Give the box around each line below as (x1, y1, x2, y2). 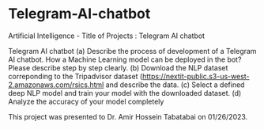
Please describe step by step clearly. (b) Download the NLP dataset (8, 63, 228, 72)
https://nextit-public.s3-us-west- (141, 71, 251, 81)
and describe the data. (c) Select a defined (105, 80, 245, 89)
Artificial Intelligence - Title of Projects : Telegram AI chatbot (8, 31, 206, 40)
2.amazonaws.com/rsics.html (8, 80, 104, 89)
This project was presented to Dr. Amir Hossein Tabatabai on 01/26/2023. (8, 112, 248, 121)
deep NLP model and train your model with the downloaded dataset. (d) (8, 88, 242, 97)
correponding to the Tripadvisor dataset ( (8, 71, 143, 81)
